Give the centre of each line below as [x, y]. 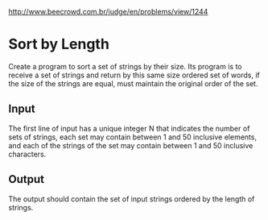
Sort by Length [59, 44]
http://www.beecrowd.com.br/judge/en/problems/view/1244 [108, 12]
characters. [27, 154]
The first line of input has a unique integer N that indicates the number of [129, 128]
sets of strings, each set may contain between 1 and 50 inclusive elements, [133, 137]
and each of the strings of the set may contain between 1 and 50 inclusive [131, 145]
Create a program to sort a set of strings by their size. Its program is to [125, 66]
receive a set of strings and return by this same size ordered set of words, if [134, 75]
